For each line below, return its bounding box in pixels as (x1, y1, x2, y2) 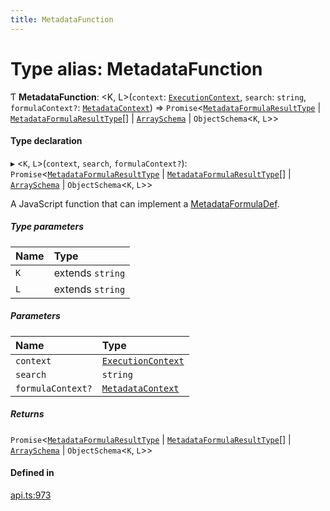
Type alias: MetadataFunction (10, 57, 263, 80)
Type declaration (10, 135, 83, 147)
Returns (10, 408, 45, 420)
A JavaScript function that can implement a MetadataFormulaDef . (10, 197, 280, 210)
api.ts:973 (10, 489, 52, 501)
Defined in (10, 467, 55, 479)
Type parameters (10, 221, 84, 233)
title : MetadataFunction (10, 14, 114, 25)
